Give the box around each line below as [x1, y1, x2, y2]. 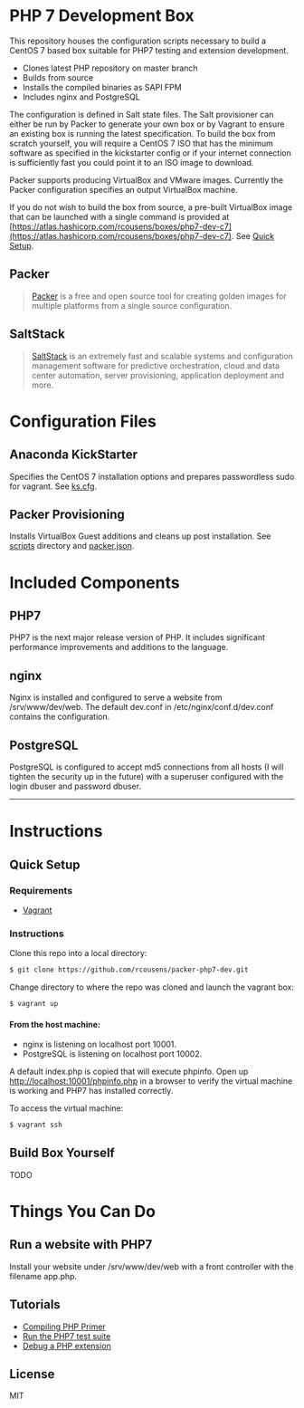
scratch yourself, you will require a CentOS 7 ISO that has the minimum [9, 138, 274, 148]
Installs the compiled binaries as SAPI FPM [22, 81, 183, 92]
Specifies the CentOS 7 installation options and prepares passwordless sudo [9, 471, 295, 482]
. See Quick [231, 230, 274, 241]
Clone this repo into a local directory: [9, 948, 147, 959]
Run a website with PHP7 [9, 1237, 153, 1252]
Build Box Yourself [9, 1145, 115, 1161]
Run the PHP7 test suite [22, 1330, 111, 1341]
